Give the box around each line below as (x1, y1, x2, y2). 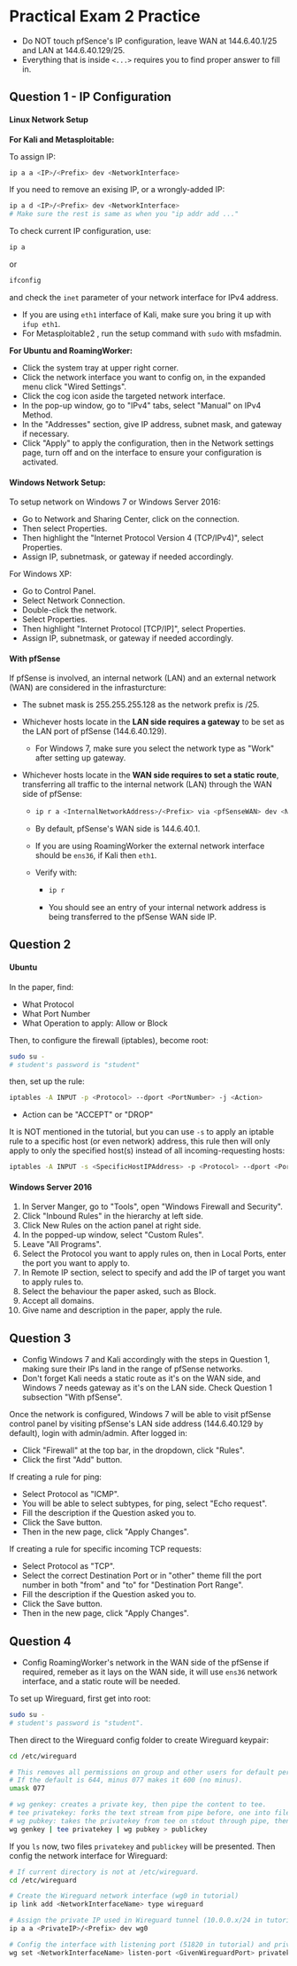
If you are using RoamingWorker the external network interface (34, 840, 265, 852)
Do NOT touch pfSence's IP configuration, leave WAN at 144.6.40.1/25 (21, 35, 278, 46)
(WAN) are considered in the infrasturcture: (9, 683, 167, 693)
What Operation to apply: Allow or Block (21, 1018, 168, 1028)
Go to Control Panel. (21, 586, 96, 597)
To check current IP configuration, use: (9, 226, 152, 237)
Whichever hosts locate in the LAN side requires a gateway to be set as (21, 716, 285, 728)
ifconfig (9, 277, 42, 285)
